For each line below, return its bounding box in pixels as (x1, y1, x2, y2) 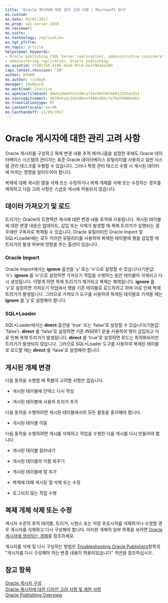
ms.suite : (5, 31, 26, 36)
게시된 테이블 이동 (12, 420, 47, 426)
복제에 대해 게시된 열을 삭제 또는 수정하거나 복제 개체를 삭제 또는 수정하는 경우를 (5, 180, 161, 186)
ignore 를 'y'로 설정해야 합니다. (5, 297, 66, 303)
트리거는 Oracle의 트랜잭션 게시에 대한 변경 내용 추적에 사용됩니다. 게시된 (5, 216, 148, 222)
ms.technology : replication (5, 36, 64, 41)
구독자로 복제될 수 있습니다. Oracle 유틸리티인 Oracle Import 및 (18, 229, 143, 235)
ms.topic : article (5, 45, 43, 50)
